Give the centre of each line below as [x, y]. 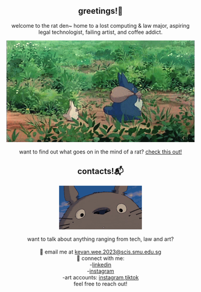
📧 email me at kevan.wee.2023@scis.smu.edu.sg [100, 252]
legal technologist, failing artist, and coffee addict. [100, 32]
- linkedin [100, 264]
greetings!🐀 [100, 11]
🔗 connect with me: [100, 258]
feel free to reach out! [100, 284]
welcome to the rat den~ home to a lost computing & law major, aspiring [100, 25]
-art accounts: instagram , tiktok [100, 277]
